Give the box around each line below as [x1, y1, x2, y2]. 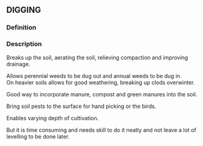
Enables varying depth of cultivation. [6, 114, 99, 121]
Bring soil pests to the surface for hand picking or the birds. [6, 102, 157, 110]
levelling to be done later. [6, 133, 70, 140]
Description [6, 40, 42, 48]
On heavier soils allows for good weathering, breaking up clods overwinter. [6, 79, 196, 86]
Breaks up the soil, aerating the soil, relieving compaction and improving [6, 53, 188, 61]
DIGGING [6, 5, 42, 15]
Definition [6, 23, 37, 32]
